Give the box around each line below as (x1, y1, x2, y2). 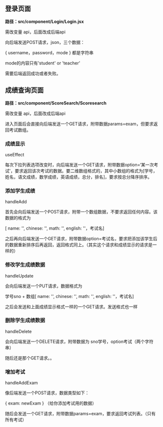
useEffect (5, 151, 24, 157)
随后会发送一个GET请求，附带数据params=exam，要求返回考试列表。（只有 (5, 411, 156, 417)
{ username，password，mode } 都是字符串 (5, 49, 94, 55)
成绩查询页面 (5, 86, 44, 94)
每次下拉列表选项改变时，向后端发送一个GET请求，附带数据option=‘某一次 (5, 162, 154, 168)
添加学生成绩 (5, 187, 36, 194)
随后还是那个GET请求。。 (5, 355, 55, 361)
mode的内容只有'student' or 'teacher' (5, 60, 81, 66)
